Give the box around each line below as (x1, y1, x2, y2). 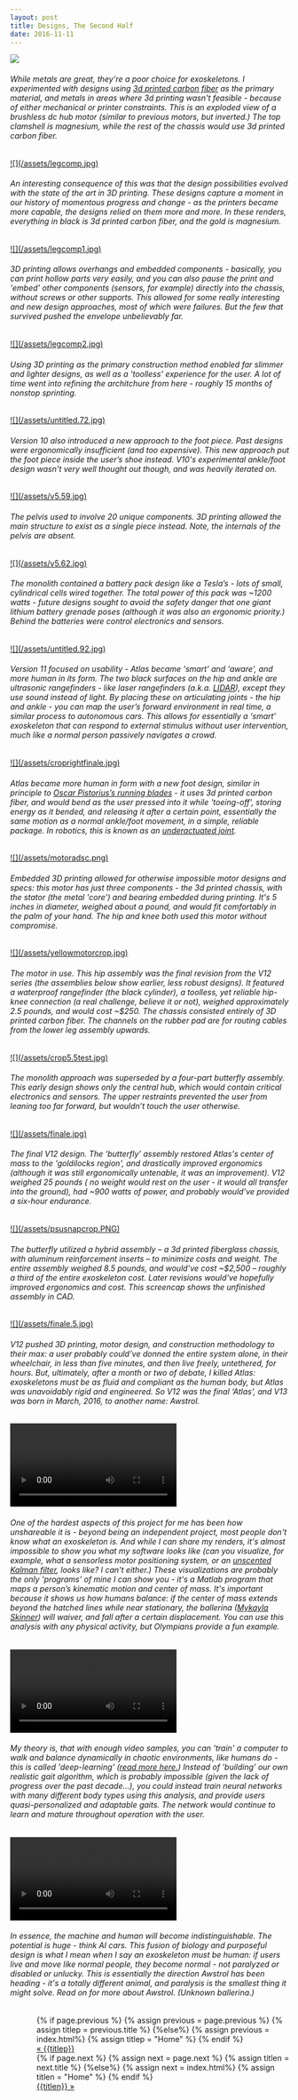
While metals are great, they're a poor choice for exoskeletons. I (10, 73, 245, 84)
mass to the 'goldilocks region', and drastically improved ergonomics (10, 1158, 263, 1169)
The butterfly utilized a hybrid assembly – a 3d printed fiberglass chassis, (10, 1243, 280, 1254)
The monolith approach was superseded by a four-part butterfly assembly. (10, 1073, 286, 1083)
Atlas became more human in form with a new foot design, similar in (10, 778, 261, 788)
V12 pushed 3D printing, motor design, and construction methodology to (10, 1338, 275, 1349)
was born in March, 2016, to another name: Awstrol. (10, 1395, 200, 1406)
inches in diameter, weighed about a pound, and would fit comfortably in (10, 901, 278, 912)
